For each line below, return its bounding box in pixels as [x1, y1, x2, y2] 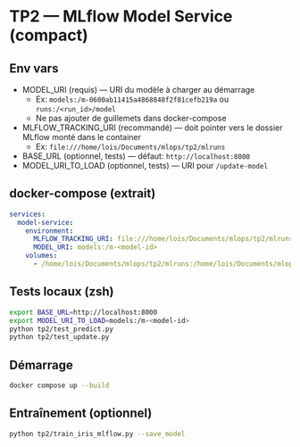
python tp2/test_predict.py [9, 324, 114, 334]
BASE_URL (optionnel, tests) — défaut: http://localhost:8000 [21, 151, 251, 161]
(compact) [9, 25, 89, 46]
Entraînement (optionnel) [9, 406, 153, 421]
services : [9, 210, 46, 219]
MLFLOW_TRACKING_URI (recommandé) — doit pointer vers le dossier [21, 122, 283, 133]
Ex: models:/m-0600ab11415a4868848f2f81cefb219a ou [35, 94, 229, 104]
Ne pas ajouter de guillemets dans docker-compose [35, 113, 227, 123]
